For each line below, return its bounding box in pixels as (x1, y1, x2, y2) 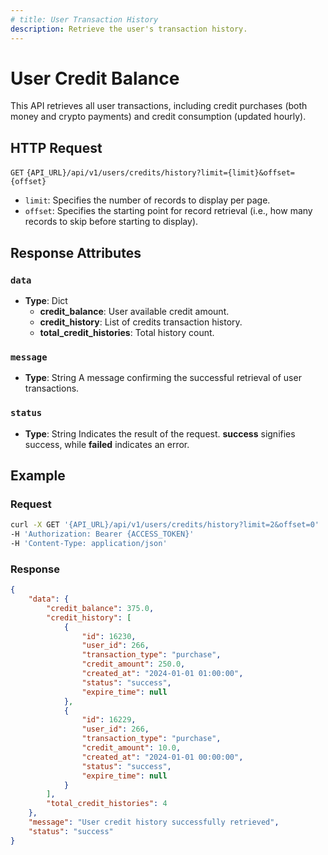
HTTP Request (10, 139, 103, 156)
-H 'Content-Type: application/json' (10, 538, 168, 548)
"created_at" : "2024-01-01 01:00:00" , (81, 669, 244, 679)
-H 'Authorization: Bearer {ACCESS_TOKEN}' (10, 529, 195, 540)
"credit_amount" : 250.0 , (81, 659, 186, 670)
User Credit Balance (10, 67, 180, 90)
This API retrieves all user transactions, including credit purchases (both (10, 100, 308, 112)
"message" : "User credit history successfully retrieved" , (28, 817, 280, 828)
